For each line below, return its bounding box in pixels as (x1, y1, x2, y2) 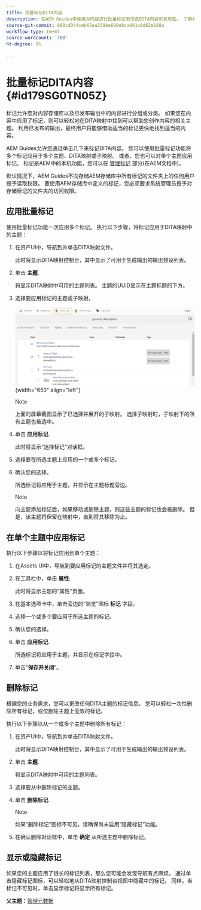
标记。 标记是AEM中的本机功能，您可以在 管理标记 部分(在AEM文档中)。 (6, 159, 184, 167)
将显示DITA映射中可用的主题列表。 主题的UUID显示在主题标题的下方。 (14, 282, 188, 289)
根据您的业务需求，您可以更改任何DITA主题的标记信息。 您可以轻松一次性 (6, 700, 187, 707)
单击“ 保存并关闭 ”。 (14, 664, 62, 671)
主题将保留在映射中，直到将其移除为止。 (31, 513, 130, 520)
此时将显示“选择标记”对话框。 (14, 443, 89, 451)
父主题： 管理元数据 (6, 897, 54, 904)
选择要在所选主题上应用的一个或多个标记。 (14, 456, 120, 463)
